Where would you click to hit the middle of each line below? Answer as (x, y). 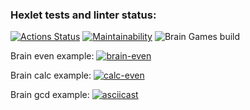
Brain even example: (52, 56)
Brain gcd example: (50, 95)
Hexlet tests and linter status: (83, 15)
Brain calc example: (51, 75)
